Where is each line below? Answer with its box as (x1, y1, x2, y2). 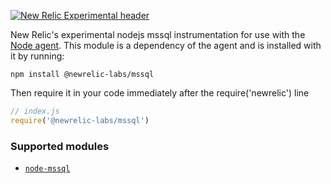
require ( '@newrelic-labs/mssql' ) (10, 115, 150, 125)
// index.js (10, 106, 60, 116)
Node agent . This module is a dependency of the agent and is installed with (10, 40, 322, 51)
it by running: (10, 50, 65, 62)
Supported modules (10, 139, 110, 153)
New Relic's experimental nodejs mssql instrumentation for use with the (10, 29, 306, 40)
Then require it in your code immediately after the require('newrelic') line (10, 87, 310, 99)
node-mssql (24, 164, 71, 174)
